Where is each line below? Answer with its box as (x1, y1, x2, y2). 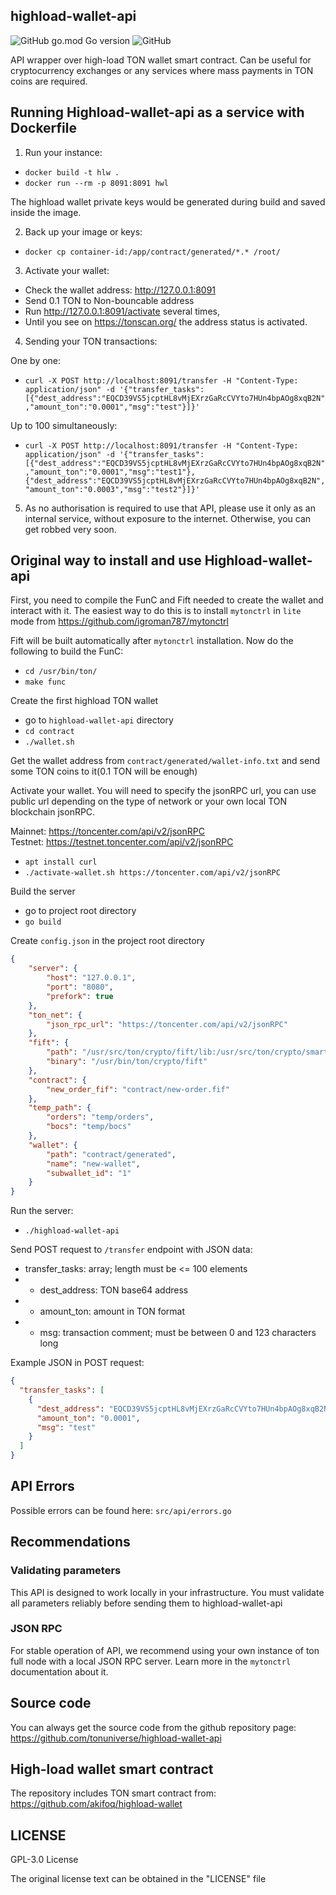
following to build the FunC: (10, 645, 124, 658)
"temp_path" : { (28, 1103, 92, 1113)
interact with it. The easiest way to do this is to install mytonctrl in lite (10, 605, 302, 617)
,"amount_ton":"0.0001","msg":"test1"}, (24, 467, 196, 477)
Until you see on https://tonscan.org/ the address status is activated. (24, 315, 308, 328)
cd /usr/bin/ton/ (24, 667, 98, 677)
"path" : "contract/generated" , (46, 1149, 177, 1159)
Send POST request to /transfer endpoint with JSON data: (10, 1244, 253, 1256)
